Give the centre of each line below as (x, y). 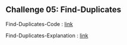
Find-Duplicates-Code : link (39, 24)
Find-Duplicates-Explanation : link (47, 36)
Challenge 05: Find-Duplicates (63, 10)
